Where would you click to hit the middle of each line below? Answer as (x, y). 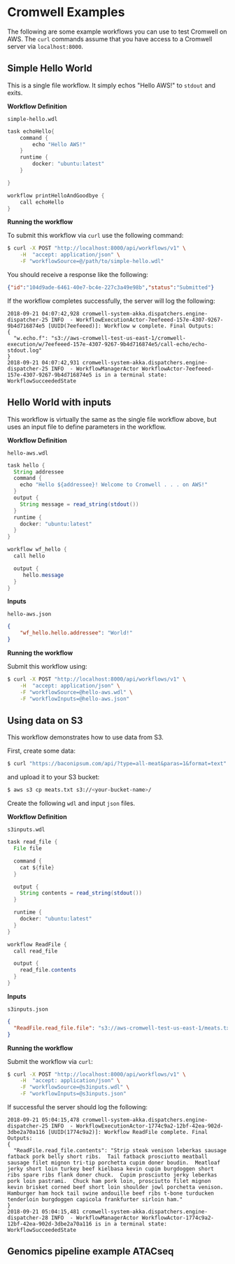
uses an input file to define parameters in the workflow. (87, 427)
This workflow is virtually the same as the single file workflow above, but (112, 419)
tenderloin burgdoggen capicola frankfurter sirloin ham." (95, 1200)
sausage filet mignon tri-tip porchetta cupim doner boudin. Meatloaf (114, 1163)
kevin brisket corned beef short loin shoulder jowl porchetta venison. (115, 1187)
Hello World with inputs (59, 403)
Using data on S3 (45, 720)
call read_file (36, 951)
